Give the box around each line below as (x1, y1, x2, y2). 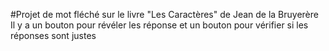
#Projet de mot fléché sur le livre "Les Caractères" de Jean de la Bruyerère (10, 9, 319, 20)
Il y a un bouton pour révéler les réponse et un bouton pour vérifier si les (10, 19, 309, 31)
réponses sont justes (10, 30, 97, 41)
